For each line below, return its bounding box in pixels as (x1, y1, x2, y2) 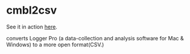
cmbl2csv (6, 4, 57, 17)
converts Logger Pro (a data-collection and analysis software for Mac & (6, 34, 184, 42)
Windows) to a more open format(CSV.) (6, 41, 104, 48)
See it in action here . (6, 23, 57, 30)
